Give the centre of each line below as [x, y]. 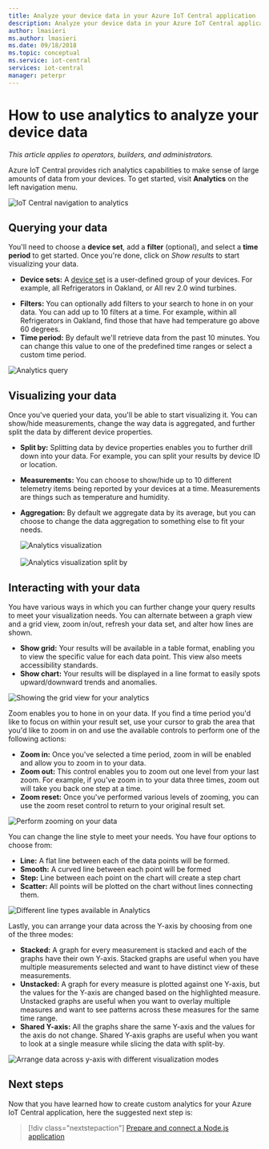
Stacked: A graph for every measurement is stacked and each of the [133, 950]
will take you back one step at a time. [81, 788]
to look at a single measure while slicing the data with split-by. [122, 1043]
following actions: [37, 739]
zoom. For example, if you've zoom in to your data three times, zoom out [139, 780]
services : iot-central [46, 68]
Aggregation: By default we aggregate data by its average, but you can [138, 513]
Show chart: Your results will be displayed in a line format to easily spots [140, 674]
